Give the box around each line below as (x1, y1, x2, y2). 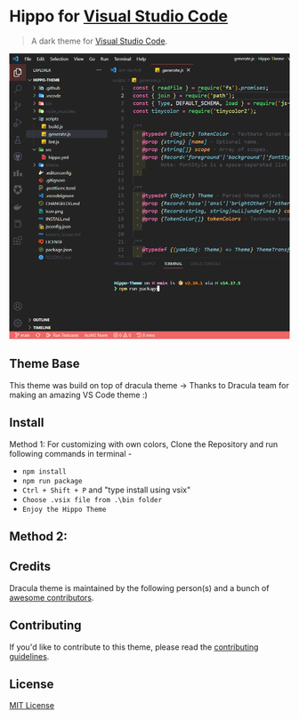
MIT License (9, 700, 55, 711)
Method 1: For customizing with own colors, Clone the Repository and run (9, 438, 279, 450)
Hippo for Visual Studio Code (9, 6, 229, 27)
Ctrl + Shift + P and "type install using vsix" (21, 484, 191, 495)
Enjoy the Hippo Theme (21, 505, 107, 514)
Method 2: (9, 529, 69, 544)
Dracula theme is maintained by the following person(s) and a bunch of (9, 582, 270, 593)
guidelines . (9, 651, 50, 661)
